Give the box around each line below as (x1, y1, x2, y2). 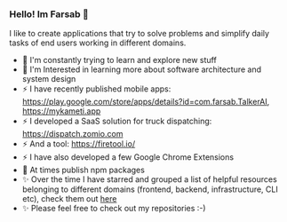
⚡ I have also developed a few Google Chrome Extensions (21, 152, 234, 163)
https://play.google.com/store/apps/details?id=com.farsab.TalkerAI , (21, 97, 270, 107)
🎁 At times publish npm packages (21, 164, 145, 176)
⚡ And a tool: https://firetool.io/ (21, 139, 136, 149)
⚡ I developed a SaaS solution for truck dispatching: (21, 115, 212, 127)
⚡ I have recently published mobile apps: (21, 83, 171, 94)
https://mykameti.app (21, 106, 101, 116)
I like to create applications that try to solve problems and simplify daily (9, 28, 269, 39)
